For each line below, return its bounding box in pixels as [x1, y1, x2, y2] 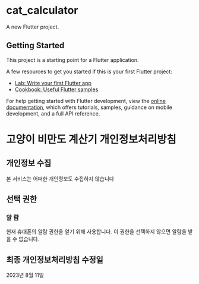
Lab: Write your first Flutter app [14, 79, 92, 86]
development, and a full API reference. [6, 110, 100, 117]
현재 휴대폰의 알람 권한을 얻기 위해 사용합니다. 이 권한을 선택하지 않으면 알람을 [6, 228, 187, 235]
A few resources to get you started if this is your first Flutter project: [6, 68, 172, 75]
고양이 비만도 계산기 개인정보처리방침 [6, 132, 176, 146]
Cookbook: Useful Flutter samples [14, 86, 99, 93]
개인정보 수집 [6, 158, 52, 168]
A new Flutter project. [6, 23, 59, 30]
